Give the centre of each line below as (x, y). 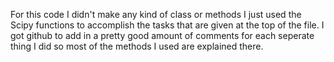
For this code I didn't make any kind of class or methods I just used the (156, 14)
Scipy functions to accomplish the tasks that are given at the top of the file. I (167, 25)
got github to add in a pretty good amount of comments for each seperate (162, 35)
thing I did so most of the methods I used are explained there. (137, 46)
